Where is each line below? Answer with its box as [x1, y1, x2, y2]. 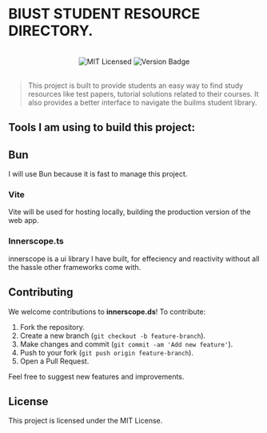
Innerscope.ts [8, 236, 64, 247]
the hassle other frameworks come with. [8, 262, 141, 272]
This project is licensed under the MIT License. [8, 416, 163, 426]
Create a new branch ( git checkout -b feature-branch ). [19, 331, 206, 340]
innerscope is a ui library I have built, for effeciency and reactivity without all [8, 253, 260, 264]
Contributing [8, 285, 74, 300]
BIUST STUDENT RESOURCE [8, 5, 201, 23]
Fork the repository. [19, 322, 86, 332]
